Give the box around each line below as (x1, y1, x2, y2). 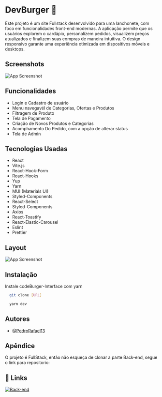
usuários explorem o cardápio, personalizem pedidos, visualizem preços (5, 31, 149, 36)
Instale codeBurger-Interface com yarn (5, 283, 83, 289)
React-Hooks (12, 173, 39, 179)
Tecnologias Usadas (5, 145, 68, 153)
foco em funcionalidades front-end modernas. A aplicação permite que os (5, 25, 153, 31)
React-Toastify (12, 214, 42, 220)
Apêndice (5, 341, 35, 350)
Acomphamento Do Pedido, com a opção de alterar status (12, 125, 128, 131)
